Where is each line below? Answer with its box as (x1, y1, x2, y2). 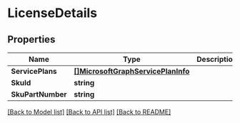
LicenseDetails (7, 5, 98, 21)
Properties (7, 33, 56, 46)
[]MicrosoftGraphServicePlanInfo (74, 66, 190, 76)
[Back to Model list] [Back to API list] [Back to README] (7, 108, 171, 116)
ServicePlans (11, 66, 57, 76)
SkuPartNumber (11, 90, 67, 99)
